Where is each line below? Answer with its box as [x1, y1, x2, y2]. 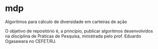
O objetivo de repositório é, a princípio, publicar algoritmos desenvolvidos [5, 28, 153, 34]
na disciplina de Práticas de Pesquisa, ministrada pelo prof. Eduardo [5, 33, 141, 39]
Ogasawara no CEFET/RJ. [5, 38, 57, 44]
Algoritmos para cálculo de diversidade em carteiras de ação [5, 19, 127, 24]
